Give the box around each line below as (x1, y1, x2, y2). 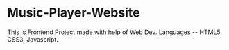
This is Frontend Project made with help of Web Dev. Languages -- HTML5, (7, 28, 223, 36)
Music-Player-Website (7, 5, 140, 21)
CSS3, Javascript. (7, 35, 59, 43)
